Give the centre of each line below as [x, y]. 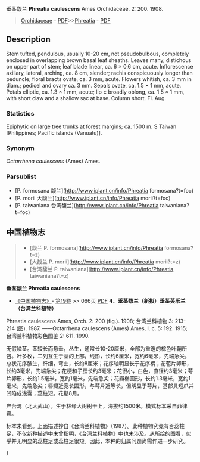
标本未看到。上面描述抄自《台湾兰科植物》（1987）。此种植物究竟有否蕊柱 [95, 426]
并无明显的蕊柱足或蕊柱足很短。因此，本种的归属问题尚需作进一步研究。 [100, 441]
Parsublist [21, 176]
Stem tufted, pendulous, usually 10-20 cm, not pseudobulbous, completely [98, 54]
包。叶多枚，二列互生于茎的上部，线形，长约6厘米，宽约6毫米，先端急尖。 [98, 356]
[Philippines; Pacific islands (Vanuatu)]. [54, 133]
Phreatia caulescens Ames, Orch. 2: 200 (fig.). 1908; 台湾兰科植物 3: [90, 321]
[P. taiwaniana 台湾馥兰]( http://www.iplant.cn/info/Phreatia [87, 205]
